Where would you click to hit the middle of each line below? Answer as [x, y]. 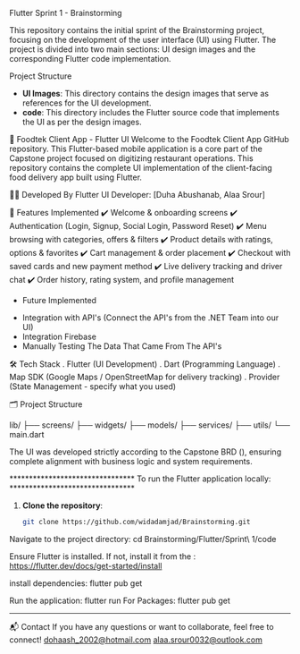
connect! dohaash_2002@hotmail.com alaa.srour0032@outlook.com [136, 640]
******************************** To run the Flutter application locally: [140, 479]
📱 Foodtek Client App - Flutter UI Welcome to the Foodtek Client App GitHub [150, 139]
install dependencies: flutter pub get [76, 583]
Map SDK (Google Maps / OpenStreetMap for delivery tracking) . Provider [145, 377]
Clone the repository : [62, 505]
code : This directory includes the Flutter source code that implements [150, 112]
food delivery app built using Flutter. [76, 177]
